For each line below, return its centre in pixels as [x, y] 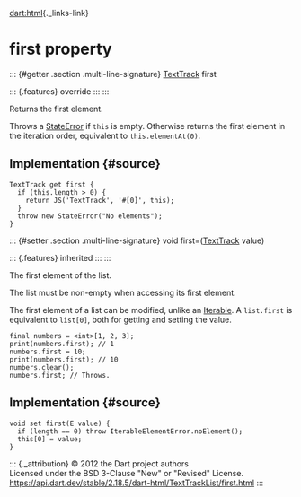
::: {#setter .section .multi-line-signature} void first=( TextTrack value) [137, 240]
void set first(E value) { [60, 423]
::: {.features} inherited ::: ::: [60, 257]
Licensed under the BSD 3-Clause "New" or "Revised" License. [127, 473]
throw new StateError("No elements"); [90, 216]
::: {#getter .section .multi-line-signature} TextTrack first [113, 74]
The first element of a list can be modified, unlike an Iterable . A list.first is [151, 310]
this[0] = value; [50, 439]
